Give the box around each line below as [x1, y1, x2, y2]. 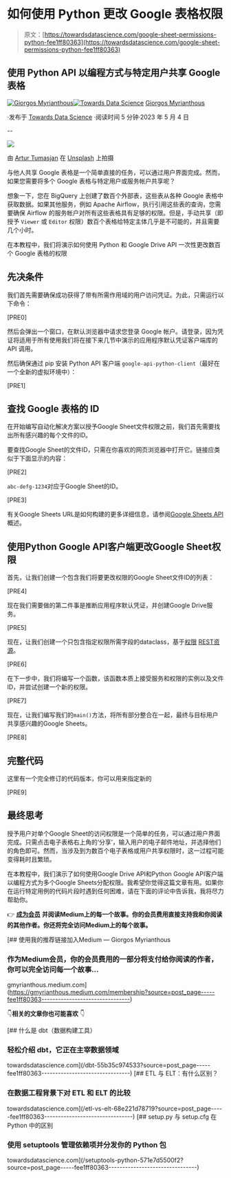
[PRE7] [7, 697, 27, 705]
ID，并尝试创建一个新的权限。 [7, 683, 91, 691]
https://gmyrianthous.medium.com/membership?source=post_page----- [9, 988, 215, 996]
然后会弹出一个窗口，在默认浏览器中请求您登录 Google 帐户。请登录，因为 [7, 327, 218, 336]
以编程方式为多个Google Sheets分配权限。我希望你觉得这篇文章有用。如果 [7, 878, 218, 886]
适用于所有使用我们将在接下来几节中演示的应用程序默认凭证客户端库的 [19, 336, 218, 344]
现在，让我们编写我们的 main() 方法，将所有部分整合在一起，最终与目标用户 [7, 711, 219, 719]
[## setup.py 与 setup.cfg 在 [136, 1112, 217, 1121]
